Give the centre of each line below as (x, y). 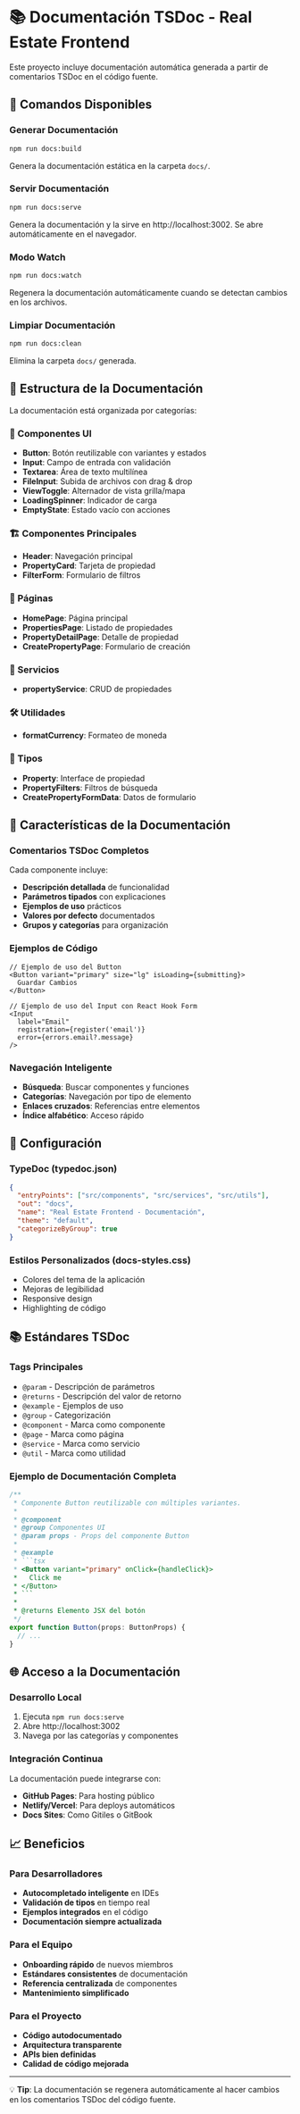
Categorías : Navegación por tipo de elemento (107, 1096)
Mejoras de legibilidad (63, 1289)
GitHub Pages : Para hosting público (88, 1795)
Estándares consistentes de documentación (105, 1974)
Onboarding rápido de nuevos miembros (98, 1964)
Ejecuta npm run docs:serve (73, 1717)
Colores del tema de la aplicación (83, 1279)
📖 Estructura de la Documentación (106, 389)
